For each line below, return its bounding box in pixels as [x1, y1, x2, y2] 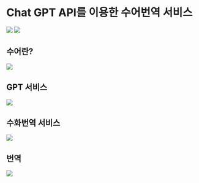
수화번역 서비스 [6, 117, 61, 128]
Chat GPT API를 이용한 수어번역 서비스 [6, 6, 193, 20]
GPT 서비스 [6, 82, 48, 93]
